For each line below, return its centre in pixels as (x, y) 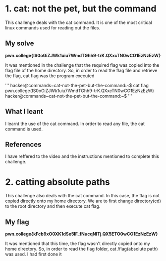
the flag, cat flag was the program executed (50, 76)
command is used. (24, 129)
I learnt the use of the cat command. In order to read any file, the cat (75, 124)
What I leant (24, 112)
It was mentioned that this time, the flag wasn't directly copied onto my (78, 244)
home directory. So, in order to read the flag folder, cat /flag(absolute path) (82, 249)
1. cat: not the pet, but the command (81, 9)
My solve (20, 44)
